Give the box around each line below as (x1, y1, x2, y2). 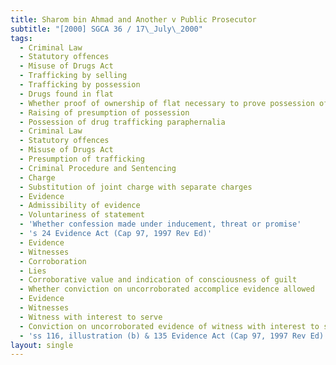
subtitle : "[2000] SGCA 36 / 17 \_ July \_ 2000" (10, 24, 203, 34)
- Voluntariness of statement (19, 210, 145, 220)
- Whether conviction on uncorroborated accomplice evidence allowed (19, 284, 315, 295)
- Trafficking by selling (19, 71, 128, 81)
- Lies (19, 266, 47, 276)
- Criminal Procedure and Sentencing (19, 163, 177, 173)
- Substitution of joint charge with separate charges (19, 182, 253, 192)
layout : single (10, 340, 74, 350)
